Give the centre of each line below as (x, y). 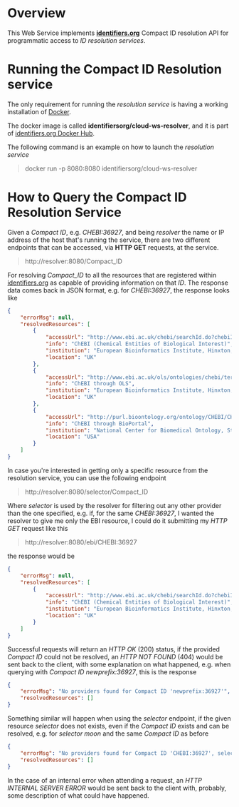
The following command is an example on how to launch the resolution (111, 147)
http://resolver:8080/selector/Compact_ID (86, 492)
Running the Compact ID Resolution (115, 70)
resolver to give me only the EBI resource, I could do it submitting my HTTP (117, 521)
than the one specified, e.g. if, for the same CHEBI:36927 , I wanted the (111, 513)
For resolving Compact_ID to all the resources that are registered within (112, 275)
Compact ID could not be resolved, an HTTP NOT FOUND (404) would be (115, 656)
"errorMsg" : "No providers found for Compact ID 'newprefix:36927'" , (126, 691)
